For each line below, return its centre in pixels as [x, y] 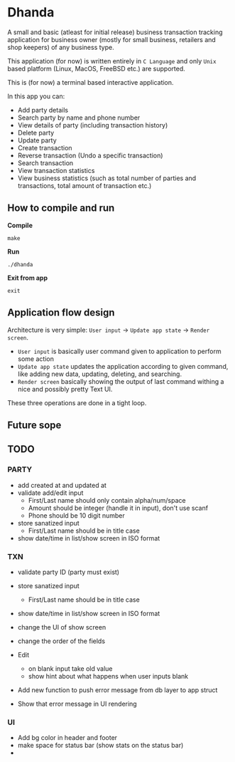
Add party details [43, 110]
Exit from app [28, 278]
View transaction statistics [56, 170]
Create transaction [45, 147]
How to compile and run [61, 208]
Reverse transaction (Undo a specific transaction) [90, 155]
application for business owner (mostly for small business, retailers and [112, 39]
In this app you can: [36, 96]
